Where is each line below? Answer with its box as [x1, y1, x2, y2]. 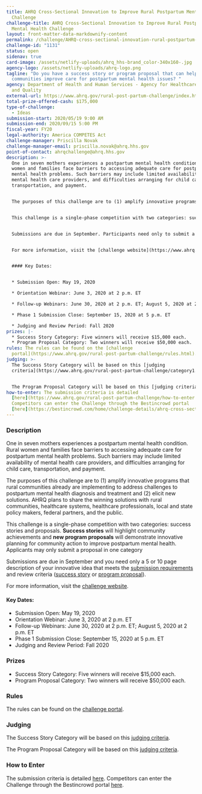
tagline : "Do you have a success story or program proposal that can [6, 70, 185, 77]
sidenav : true [6, 54, 42, 60]
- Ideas [11, 110, 31, 116]
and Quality [11, 87, 42, 93]
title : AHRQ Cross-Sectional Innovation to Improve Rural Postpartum [6, 8, 185, 15]
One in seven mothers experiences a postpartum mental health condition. [6, 440, 188, 447]
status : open [6, 48, 39, 54]
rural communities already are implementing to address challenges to [6, 483, 178, 491]
